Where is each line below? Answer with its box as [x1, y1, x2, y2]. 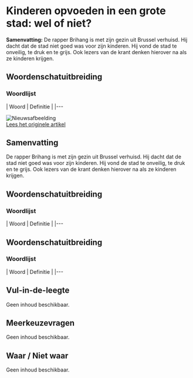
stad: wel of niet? [6, 16, 92, 30]
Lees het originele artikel [6, 121, 66, 128]
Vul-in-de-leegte [6, 286, 70, 296]
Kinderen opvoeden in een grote [6, 4, 166, 18]
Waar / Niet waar [6, 350, 69, 360]
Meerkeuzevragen [6, 318, 75, 328]
